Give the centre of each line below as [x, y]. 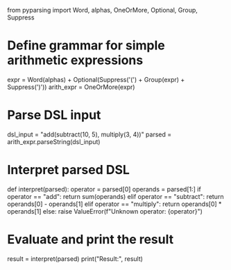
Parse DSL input [54, 115]
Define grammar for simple [86, 46]
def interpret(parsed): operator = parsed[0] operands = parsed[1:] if [104, 189]
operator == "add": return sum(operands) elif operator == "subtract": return [115, 196]
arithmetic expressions [75, 60]
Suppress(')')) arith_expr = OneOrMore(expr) [71, 87]
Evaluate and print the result [91, 239]
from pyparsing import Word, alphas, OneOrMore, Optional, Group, [102, 10]
